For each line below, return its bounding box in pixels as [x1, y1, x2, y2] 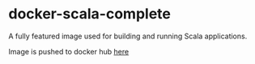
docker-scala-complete [8, 5, 172, 23]
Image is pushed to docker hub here [8, 46, 130, 56]
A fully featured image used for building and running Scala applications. [8, 31, 248, 41]
